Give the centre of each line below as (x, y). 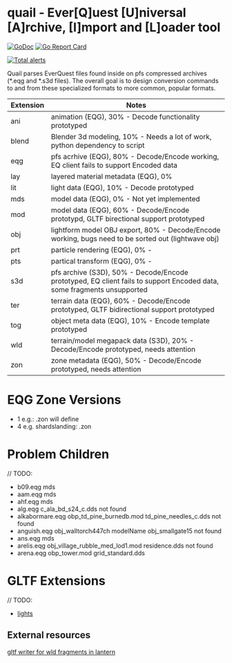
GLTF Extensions (56, 581)
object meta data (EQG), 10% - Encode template (130, 321)
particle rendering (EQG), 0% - (101, 250)
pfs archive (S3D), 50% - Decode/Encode (119, 272)
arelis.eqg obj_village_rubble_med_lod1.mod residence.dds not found (115, 545)
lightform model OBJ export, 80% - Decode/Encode (136, 230)
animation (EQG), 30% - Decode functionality (125, 117)
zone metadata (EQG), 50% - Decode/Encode (126, 360)
